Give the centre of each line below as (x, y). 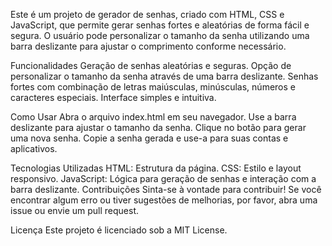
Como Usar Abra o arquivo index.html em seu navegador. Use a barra (153, 117)
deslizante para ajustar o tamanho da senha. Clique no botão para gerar (158, 127)
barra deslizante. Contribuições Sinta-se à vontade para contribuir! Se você (166, 189)
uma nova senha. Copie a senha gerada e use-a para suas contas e (149, 138)
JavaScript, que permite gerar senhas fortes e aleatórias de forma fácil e (160, 25)
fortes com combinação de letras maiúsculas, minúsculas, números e (153, 87)
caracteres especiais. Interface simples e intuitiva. (113, 97)
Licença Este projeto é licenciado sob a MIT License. (119, 230)
